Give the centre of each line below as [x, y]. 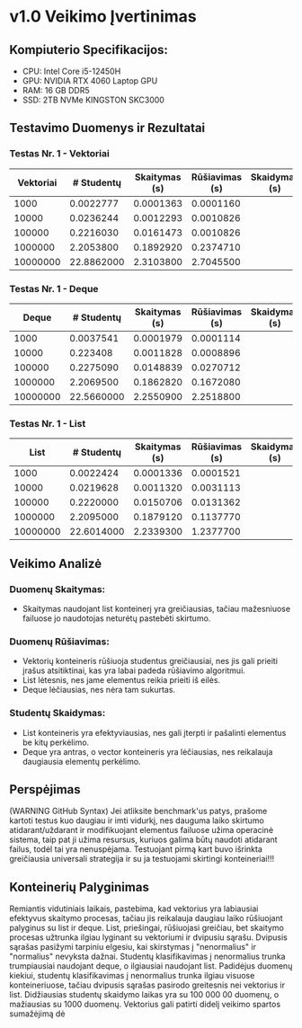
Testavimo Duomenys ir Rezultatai [107, 128]
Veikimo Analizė [55, 563]
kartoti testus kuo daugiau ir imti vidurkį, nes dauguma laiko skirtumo [137, 820]
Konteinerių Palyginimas [80, 887]
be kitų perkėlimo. [56, 742]
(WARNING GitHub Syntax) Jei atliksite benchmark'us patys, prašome [138, 811]
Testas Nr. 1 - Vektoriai [59, 154]
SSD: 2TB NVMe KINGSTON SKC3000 [93, 100]
